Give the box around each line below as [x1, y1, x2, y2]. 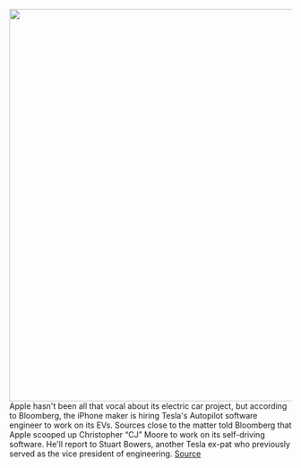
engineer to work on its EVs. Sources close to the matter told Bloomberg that [9, 420, 292, 430]
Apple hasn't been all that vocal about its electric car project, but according [9, 401, 288, 412]
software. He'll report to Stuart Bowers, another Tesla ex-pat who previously [9, 439, 291, 449]
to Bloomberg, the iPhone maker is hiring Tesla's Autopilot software [9, 411, 258, 420]
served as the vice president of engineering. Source [9, 448, 202, 459]
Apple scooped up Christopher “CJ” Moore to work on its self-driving [9, 429, 266, 439]
